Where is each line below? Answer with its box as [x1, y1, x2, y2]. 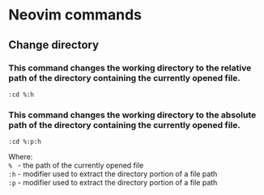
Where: [8, 152, 33, 162]
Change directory [8, 38, 100, 52]
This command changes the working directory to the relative [8, 62, 252, 74]
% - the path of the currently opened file [8, 160, 144, 171]
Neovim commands [8, 6, 143, 24]
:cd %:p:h [8, 138, 42, 146]
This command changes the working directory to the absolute [8, 109, 257, 121]
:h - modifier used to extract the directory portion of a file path [8, 169, 218, 179]
